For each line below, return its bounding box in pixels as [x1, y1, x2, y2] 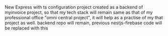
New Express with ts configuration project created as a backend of [5, 4, 143, 10]
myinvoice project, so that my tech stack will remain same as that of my [5, 9, 153, 15]
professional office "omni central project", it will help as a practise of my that [5, 15, 163, 20]
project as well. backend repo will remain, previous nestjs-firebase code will [5, 20, 162, 26]
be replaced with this [5, 25, 48, 31]
